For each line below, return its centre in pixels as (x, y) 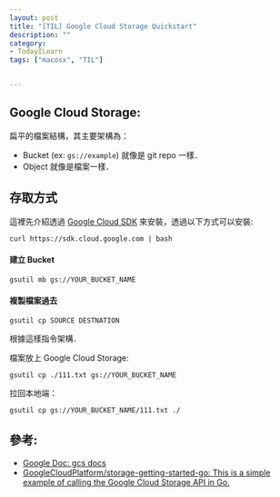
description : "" (40, 35)
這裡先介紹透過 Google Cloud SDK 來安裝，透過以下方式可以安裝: (131, 221)
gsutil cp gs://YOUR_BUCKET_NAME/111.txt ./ (95, 411)
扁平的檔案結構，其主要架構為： (69, 135)
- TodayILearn (36, 52)
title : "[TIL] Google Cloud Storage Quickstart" (103, 26)
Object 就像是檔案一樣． (68, 166)
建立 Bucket (32, 260)
